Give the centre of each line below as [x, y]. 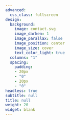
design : [14, 19]
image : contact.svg [35, 29]
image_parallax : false [39, 39]
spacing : [19, 62]
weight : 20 [17, 105]
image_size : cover [34, 48]
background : [23, 24]
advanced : [16, 10]
